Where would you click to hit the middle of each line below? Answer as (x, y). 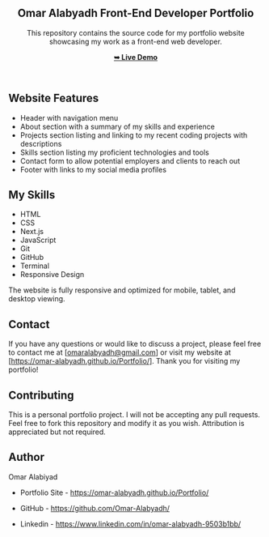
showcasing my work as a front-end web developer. (136, 41)
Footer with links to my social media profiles (93, 169)
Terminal (35, 266)
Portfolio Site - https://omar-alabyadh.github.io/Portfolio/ (114, 492)
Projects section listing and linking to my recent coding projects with (134, 135)
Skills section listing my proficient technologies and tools (115, 152)
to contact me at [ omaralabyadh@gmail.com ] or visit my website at (120, 352)
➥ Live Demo (136, 57)
